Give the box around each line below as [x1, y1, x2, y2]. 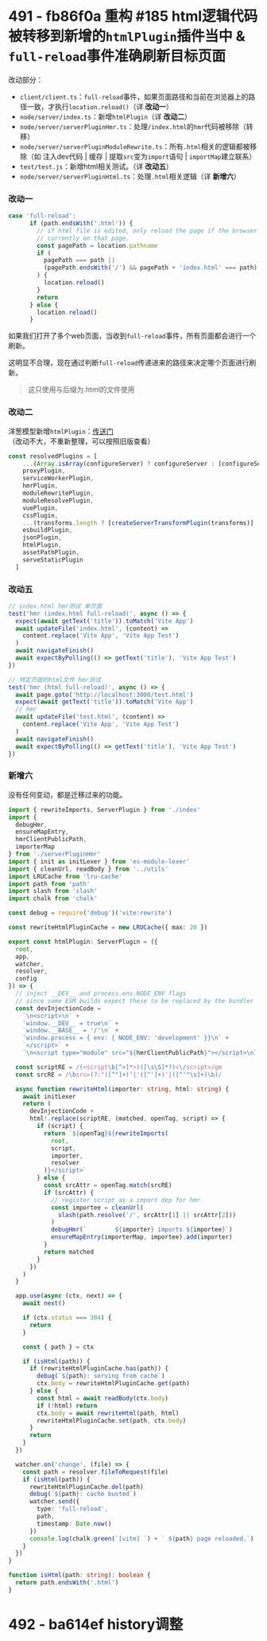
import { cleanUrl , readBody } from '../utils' [8, 865, 169, 873]
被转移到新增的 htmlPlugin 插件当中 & [8, 27, 246, 45]
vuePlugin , [22, 503, 59, 512]
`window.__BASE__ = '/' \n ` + [22, 1027, 119, 1035]
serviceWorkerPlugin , [22, 475, 94, 483]
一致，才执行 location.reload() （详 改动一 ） [26, 101, 173, 112]
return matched [43, 1247, 94, 1255]
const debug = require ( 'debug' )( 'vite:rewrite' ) [8, 909, 172, 917]
